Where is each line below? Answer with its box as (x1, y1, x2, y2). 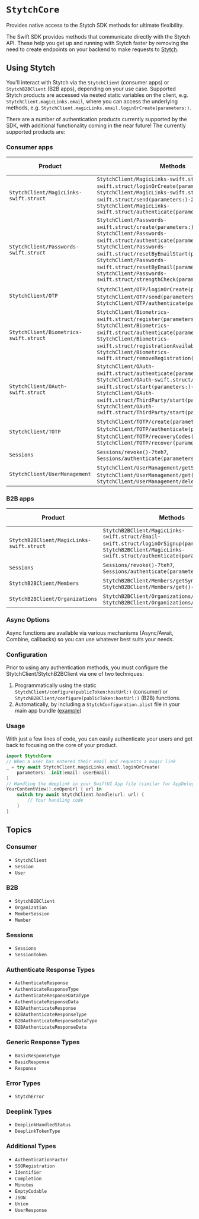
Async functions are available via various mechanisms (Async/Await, (6, 629, 174, 637)
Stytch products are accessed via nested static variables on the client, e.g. (6, 91, 188, 99)
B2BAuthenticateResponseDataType (14, 1018, 98, 1024)
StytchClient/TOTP (9, 429, 61, 435)
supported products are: (6, 128, 66, 135)
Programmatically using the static (14, 682, 97, 689)
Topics (6, 825, 32, 835)
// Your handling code (27, 798, 84, 804)
